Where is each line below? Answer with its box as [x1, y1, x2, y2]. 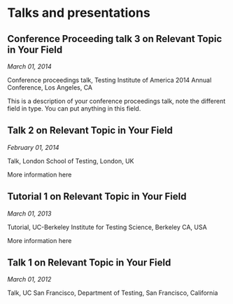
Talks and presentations [7, 5, 150, 21]
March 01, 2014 [7, 62, 52, 71]
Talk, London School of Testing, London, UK [7, 156, 134, 165]
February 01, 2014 [7, 143, 59, 151]
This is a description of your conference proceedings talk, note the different [7, 97, 226, 105]
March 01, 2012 [7, 275, 52, 284]
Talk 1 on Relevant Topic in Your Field [7, 257, 171, 269]
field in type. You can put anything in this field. [7, 104, 141, 113]
